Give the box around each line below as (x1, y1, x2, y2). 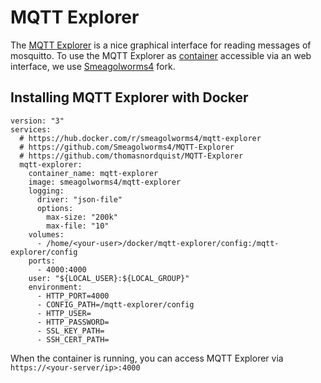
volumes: (28, 229, 65, 240)
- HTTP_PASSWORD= (36, 317, 110, 327)
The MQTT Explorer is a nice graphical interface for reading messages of (10, 39, 312, 51)
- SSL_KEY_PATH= (36, 326, 105, 336)
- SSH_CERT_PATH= (36, 334, 110, 345)
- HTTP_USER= (36, 308, 92, 318)
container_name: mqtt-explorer (28, 168, 159, 178)
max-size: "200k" (46, 212, 118, 222)
